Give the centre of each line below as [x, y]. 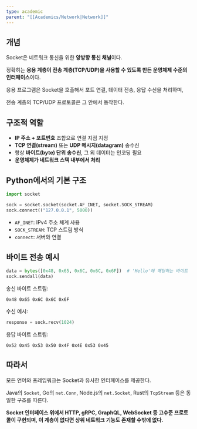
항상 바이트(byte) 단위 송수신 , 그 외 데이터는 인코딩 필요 [78, 153]
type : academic [25, 11]
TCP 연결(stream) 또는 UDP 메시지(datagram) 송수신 [77, 145]
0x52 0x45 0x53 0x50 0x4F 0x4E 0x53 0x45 [57, 346]
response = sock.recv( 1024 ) [40, 323]
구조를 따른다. [33, 400]
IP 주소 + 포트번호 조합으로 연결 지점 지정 [61, 138]
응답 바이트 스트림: [27, 334]
